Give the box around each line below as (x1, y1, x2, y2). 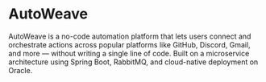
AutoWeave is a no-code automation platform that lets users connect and (8, 31, 251, 41)
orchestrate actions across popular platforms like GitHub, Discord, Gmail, (8, 39, 251, 49)
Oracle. (8, 65, 33, 75)
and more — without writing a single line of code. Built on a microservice (8, 48, 250, 58)
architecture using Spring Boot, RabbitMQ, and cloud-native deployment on (8, 57, 259, 67)
